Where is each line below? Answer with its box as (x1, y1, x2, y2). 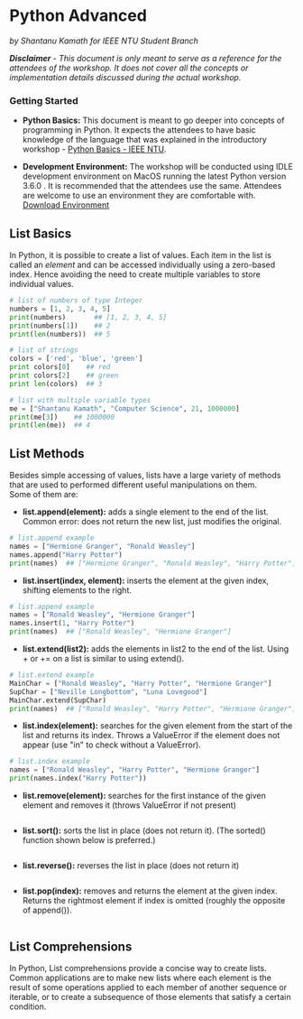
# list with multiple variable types (9, 395, 151, 404)
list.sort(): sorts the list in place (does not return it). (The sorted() (22, 825, 266, 836)
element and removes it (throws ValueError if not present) (22, 800, 237, 811)
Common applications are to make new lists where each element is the (9, 972, 272, 983)
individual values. (9, 279, 74, 290)
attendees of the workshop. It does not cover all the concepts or (9, 62, 249, 73)
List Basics (9, 226, 72, 241)
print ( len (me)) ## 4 (9, 421, 91, 430)
